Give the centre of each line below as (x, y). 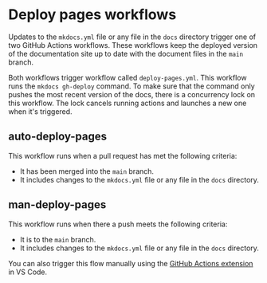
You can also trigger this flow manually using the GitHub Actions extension (131, 263)
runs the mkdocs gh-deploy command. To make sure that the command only (132, 86)
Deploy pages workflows (92, 15)
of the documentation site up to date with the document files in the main (126, 53)
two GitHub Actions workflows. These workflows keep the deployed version (133, 45)
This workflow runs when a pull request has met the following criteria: (123, 155)
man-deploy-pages (57, 205)
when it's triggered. (41, 111)
